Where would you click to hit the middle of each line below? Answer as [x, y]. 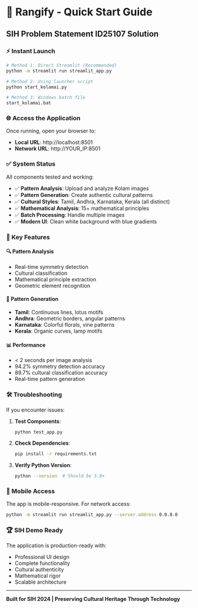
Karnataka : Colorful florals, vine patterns [65, 325]
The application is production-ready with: [56, 545]
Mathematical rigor [37, 576]
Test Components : [38, 421]
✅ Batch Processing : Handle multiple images [70, 215]
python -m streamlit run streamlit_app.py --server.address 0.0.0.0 [92, 515]
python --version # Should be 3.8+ [60, 476]
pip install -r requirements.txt [56, 454]
